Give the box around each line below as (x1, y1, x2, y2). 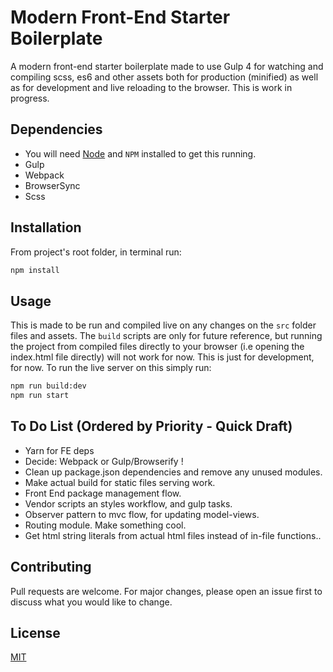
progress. (10, 92, 50, 104)
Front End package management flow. (24, 487, 182, 499)
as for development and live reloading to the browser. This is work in (10, 81, 293, 93)
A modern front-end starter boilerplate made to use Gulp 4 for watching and (10, 60, 324, 72)
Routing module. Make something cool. (24, 519, 187, 531)
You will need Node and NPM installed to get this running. (24, 147, 257, 160)
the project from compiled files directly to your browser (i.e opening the (10, 341, 305, 353)
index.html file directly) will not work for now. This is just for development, (10, 351, 315, 363)
